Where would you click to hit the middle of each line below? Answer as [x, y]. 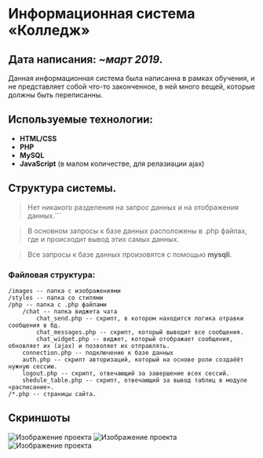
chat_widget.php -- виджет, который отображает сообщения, [135, 339]
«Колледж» [49, 30]
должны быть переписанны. [56, 95]
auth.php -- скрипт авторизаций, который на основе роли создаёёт [133, 359]
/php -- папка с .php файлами [58, 304]
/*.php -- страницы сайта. [52, 394]
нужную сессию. [33, 366]
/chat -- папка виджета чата [70, 311]
